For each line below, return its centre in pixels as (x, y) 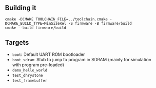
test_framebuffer (30, 80)
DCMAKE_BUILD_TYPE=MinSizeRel (36, 23)
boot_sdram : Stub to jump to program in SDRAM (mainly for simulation (82, 59)
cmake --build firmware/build (36, 28)
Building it (21, 8)
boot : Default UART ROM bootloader (49, 54)
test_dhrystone (28, 75)
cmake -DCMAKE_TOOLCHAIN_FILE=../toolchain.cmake (57, 19)
